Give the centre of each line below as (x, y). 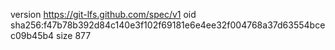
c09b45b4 (32, 35)
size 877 (73, 35)
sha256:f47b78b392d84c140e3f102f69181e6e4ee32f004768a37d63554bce (168, 25)
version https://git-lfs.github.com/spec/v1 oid (103, 14)
